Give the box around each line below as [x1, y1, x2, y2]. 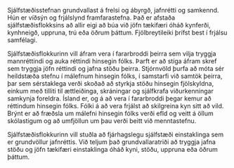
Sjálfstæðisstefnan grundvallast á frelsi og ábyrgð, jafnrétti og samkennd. [7, 6, 219, 14]
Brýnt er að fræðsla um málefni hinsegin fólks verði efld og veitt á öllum [7, 109, 214, 117]
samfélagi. [7, 36, 37, 44]
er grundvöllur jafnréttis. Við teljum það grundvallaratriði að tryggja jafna [7, 138, 216, 146]
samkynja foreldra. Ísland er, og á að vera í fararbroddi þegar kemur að [7, 94, 212, 103]
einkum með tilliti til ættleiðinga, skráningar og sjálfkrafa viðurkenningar [7, 87, 214, 95]
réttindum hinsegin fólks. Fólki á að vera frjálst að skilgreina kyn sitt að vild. [7, 102, 224, 110]
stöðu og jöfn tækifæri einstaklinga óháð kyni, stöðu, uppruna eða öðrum [7, 146, 218, 153]
